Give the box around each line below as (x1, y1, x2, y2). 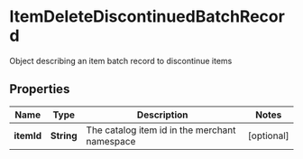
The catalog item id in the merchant (86, 124, 236, 136)
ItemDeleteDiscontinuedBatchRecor (9, 6, 286, 27)
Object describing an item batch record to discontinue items (9, 55, 233, 66)
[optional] (247, 129, 289, 142)
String (50, 129, 78, 142)
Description (136, 108, 188, 121)
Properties (9, 81, 70, 97)
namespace (86, 135, 136, 147)
